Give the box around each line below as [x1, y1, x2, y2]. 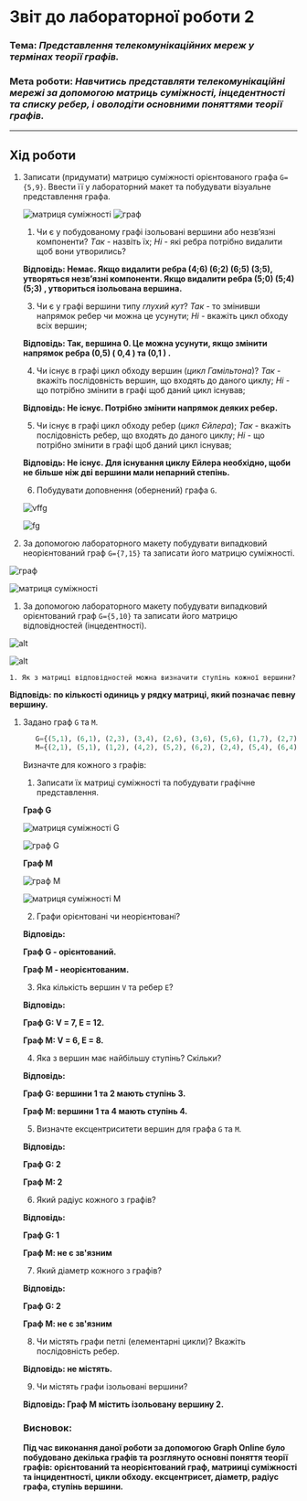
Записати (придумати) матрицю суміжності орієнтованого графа [22, 172, 279, 183]
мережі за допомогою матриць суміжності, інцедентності [9, 87, 286, 100]
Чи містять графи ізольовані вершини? [36, 1380, 188, 1391]
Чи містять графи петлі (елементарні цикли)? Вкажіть [36, 1336, 247, 1347]
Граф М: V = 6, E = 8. [22, 1035, 104, 1046]
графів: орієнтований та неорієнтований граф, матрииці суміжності [22, 1462, 298, 1473]
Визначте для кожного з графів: [22, 759, 147, 770]
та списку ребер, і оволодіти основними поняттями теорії [9, 98, 283, 111]
